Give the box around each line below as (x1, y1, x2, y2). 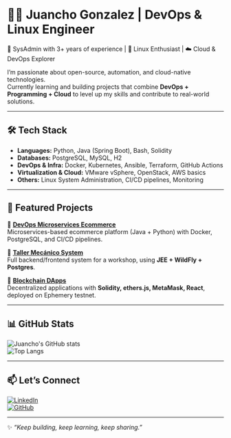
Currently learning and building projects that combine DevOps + (7, 83, 189, 91)
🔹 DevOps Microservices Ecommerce (7, 220, 116, 229)
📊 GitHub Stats (7, 317, 74, 330)
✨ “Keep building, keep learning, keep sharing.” (7, 424, 143, 432)
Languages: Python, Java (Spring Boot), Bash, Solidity (16, 146, 173, 154)
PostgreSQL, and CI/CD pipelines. (7, 235, 103, 243)
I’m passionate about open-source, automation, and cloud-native (7, 67, 191, 76)
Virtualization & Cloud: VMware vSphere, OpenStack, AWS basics (16, 168, 206, 176)
